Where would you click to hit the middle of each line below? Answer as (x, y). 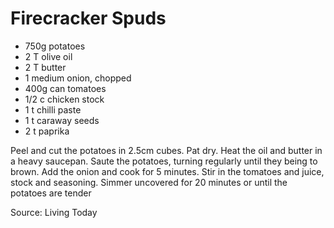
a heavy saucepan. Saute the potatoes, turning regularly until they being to (164, 161)
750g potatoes (55, 46)
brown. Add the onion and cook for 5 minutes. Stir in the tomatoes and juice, (167, 171)
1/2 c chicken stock (64, 99)
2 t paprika (47, 131)
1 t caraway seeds (62, 120)
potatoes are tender (51, 193)
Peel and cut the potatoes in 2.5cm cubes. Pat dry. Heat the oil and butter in (166, 150)
